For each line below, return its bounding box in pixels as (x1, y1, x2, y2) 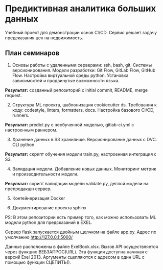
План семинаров (5, 49, 60, 57)
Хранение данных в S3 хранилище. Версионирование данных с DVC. (12, 136, 158, 142)
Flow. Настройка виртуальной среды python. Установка (12, 72, 129, 78)
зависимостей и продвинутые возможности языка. (12, 77, 120, 83)
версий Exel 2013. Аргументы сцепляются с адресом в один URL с (5, 254, 145, 260)
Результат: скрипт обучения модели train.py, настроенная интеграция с (5, 151, 157, 157)
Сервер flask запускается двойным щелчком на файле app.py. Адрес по (5, 229, 157, 235)
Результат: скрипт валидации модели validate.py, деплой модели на (5, 180, 149, 186)
